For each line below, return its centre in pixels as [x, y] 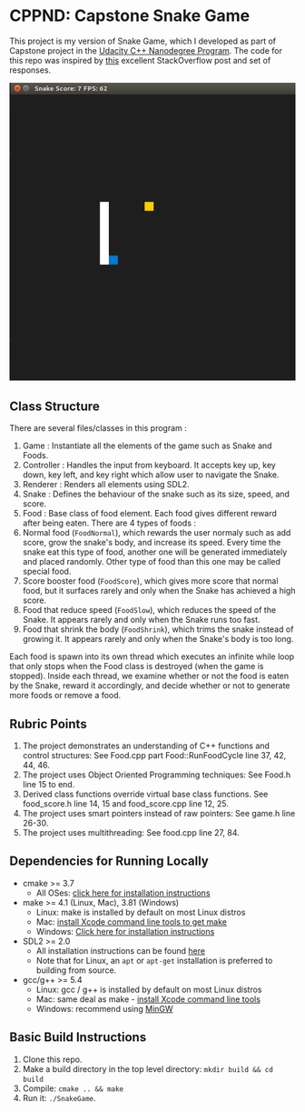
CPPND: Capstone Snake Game [130, 16]
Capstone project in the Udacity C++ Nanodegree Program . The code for [146, 50]
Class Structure [54, 406]
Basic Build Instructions [78, 1037]
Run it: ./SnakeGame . [59, 1097]
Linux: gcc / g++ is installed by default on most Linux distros [149, 989]
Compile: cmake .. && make [73, 1088]
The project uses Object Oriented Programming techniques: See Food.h [157, 775]
